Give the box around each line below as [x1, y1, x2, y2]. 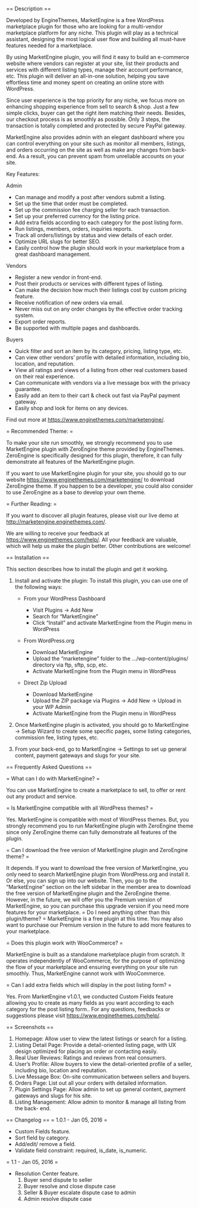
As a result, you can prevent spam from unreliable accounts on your [18, 153, 185, 160]
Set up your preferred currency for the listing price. [14, 213, 141, 219]
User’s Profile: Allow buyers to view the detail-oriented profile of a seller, [14, 1061, 192, 1067]
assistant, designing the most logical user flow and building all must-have [6, 36, 186, 42]
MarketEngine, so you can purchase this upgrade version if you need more [6, 903, 189, 909]
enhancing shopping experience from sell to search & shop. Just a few [6, 103, 179, 110]
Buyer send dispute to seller [23, 1176, 93, 1183]
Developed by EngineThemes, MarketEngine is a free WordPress [6, 17, 165, 23]
